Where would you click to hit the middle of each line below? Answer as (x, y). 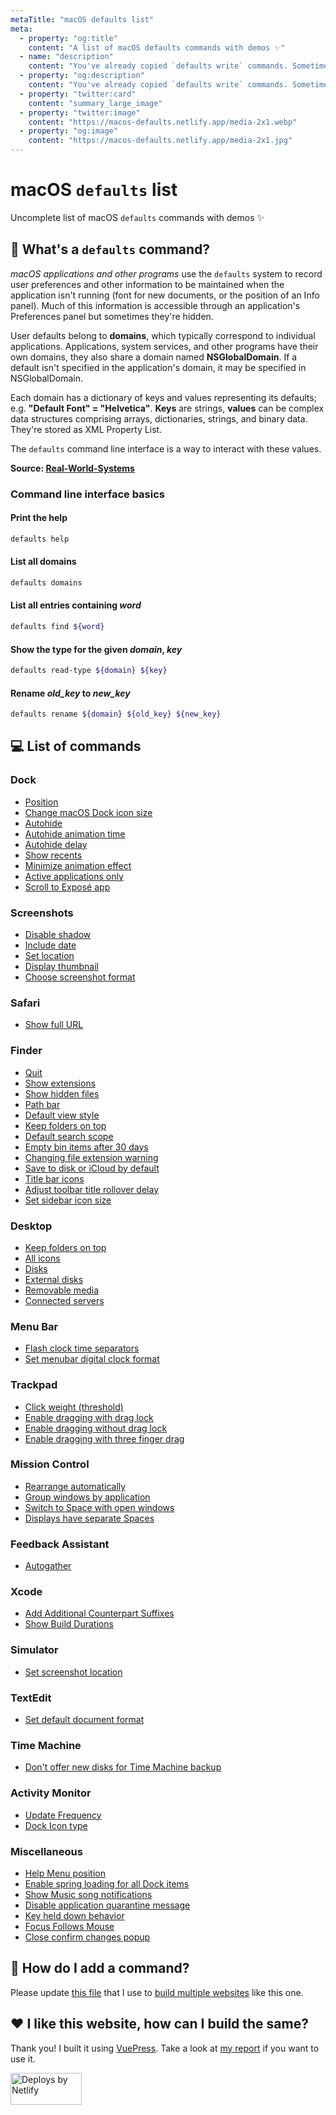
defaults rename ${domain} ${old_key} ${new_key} (116, 714)
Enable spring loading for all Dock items (107, 1883)
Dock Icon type (56, 1825)
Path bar (42, 1104)
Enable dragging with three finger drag (104, 1438)
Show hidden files (62, 1093)
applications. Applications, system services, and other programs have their (164, 346)
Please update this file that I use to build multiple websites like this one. (157, 1992)
